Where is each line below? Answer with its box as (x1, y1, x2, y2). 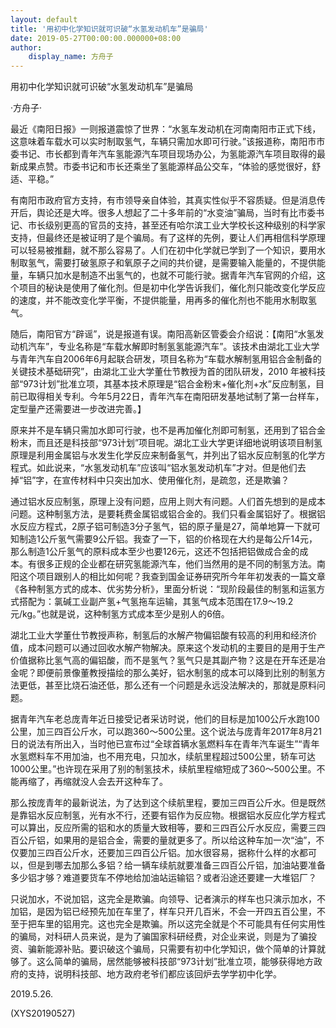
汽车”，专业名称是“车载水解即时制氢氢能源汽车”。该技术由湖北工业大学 (27, 341, 320, 353)
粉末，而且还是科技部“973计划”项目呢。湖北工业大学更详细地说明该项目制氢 (10, 437, 323, 449)
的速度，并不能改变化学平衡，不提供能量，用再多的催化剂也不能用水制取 (10, 294, 308, 306)
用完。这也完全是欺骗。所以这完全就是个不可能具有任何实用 (71, 918, 317, 930)
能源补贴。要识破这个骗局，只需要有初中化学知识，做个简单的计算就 (44, 943, 326, 955)
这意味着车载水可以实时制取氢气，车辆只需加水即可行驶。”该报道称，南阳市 (10, 136, 317, 148)
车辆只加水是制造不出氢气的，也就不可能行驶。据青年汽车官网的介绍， (27, 269, 317, 281)
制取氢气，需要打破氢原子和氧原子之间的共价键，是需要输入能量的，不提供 (10, 257, 317, 269)
